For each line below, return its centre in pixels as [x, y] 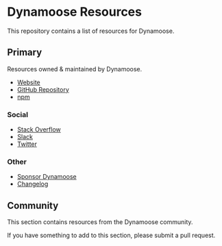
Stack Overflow [39, 130]
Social [18, 114]
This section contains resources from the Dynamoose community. [100, 222]
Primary [25, 52]
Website [29, 82]
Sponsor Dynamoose [47, 177]
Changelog [33, 184]
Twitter [27, 144]
